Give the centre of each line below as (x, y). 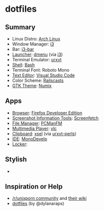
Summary (20, 27)
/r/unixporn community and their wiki (49, 198)
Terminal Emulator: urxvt (37, 59)
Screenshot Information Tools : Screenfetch (55, 118)
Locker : (20, 144)
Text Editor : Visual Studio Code (43, 75)
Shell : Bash (23, 65)
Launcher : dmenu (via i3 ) (37, 54)
